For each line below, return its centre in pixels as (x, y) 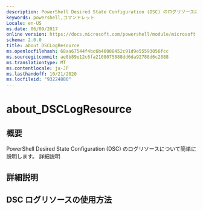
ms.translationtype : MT (36, 62)
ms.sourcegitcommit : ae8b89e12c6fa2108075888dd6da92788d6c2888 (88, 57)
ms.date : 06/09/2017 (32, 29)
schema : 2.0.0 (24, 40)
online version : (27, 34)
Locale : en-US (24, 23)
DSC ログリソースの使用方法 (59, 199)
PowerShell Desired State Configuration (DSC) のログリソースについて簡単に (101, 149)
